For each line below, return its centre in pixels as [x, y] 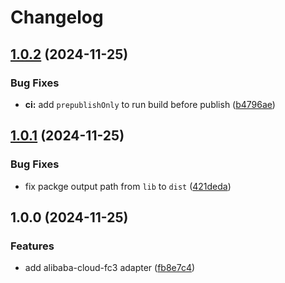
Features [32, 246]
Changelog [57, 17]
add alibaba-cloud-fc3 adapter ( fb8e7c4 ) [110, 268]
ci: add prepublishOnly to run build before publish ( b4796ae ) [150, 104]
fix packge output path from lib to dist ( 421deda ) [128, 186]
